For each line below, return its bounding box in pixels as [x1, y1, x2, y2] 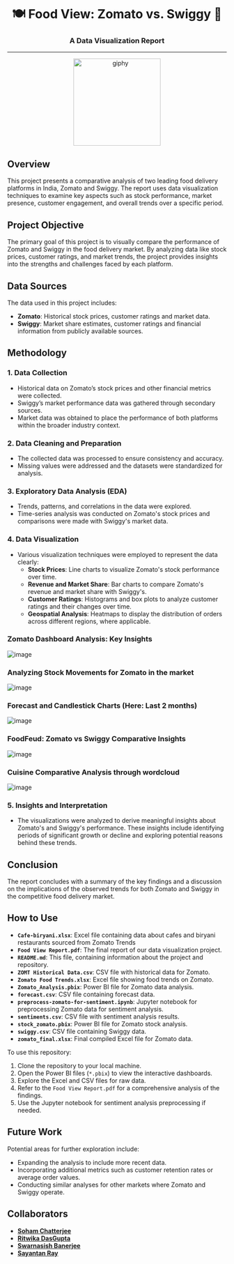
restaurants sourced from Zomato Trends [17, 938, 136, 946]
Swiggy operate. [17, 1187, 65, 1196]
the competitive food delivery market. [7, 892, 115, 901]
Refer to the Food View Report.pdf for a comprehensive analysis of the [17, 1083, 220, 1092]
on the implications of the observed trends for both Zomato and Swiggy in [7, 885, 219, 893]
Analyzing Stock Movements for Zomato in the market [7, 667, 194, 677]
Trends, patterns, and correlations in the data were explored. [17, 502, 192, 510]
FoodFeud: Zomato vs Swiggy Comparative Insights [7, 734, 187, 744]
